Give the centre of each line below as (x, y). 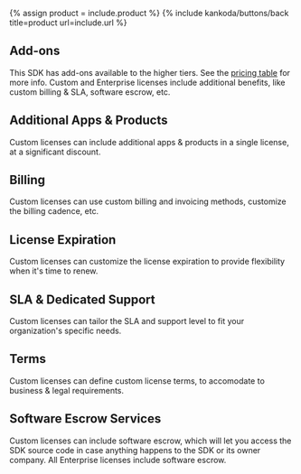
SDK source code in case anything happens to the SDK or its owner (135, 450)
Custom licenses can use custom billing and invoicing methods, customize (148, 201)
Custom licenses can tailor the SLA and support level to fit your (127, 321)
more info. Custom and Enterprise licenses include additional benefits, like (147, 82)
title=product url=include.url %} (69, 23)
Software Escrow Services (85, 419)
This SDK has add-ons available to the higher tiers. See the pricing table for (150, 72)
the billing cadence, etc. (54, 211)
